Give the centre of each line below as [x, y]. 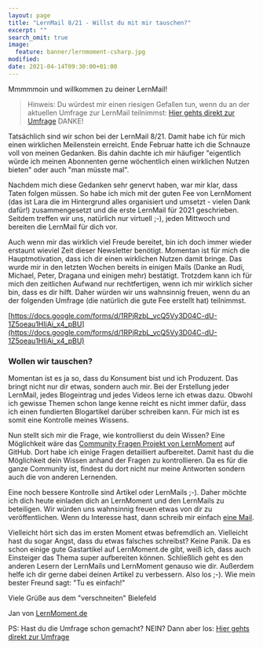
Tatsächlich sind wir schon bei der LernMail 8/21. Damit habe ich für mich [127, 136]
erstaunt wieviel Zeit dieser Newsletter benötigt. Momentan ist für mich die [129, 250]
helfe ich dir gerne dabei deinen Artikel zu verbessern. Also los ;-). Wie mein [131, 574]
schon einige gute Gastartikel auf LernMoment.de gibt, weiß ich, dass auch [130, 549]
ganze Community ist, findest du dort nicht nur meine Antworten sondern [127, 469]
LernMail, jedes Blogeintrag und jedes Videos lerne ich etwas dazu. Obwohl [130, 395]
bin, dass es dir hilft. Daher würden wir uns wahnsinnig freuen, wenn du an [129, 292]
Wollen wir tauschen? [50, 361]
